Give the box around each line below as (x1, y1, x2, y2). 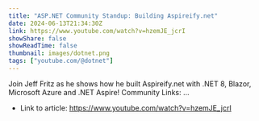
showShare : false (8, 34, 67, 43)
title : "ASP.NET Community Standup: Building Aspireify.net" (8, 11, 219, 20)
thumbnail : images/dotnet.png (8, 49, 111, 57)
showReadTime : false (8, 42, 78, 50)
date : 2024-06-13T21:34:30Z (8, 19, 103, 27)
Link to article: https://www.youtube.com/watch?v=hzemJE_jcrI (19, 102, 232, 113)
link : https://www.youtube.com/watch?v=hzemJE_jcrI (8, 27, 186, 35)
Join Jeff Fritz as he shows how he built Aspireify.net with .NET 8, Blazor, (8, 78, 252, 89)
